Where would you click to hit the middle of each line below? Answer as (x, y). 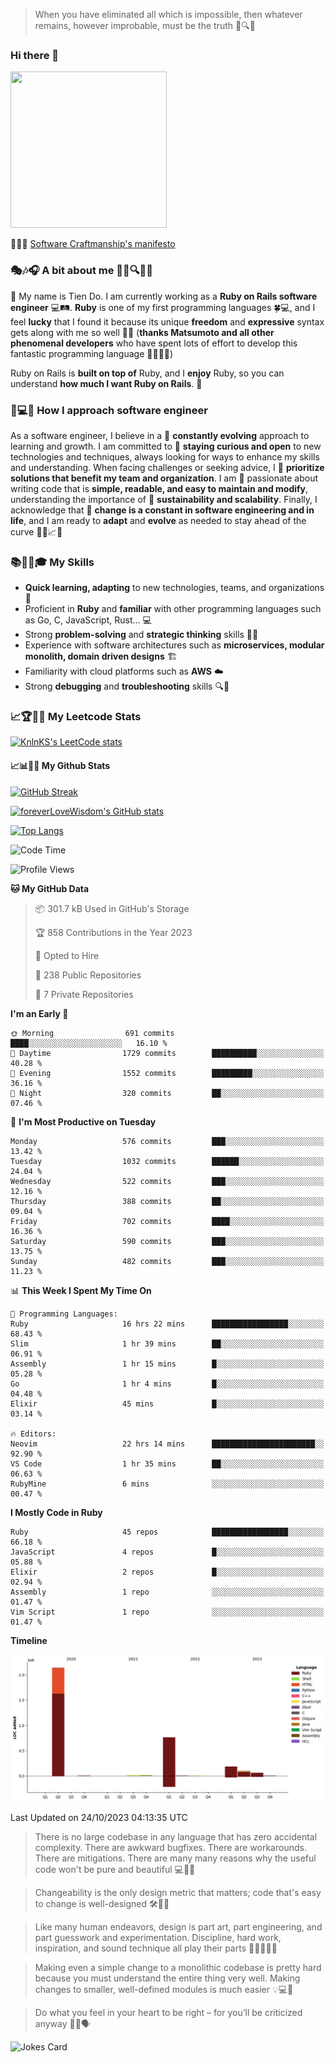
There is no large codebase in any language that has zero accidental (176, 1836)
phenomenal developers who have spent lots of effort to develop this (154, 343)
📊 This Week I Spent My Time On (81, 1290)
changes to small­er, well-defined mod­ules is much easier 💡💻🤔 (164, 1989)
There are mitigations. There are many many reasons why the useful (175, 1858)
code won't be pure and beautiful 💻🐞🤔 (115, 1869)
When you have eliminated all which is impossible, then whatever (168, 14)
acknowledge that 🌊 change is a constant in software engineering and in (162, 510)
